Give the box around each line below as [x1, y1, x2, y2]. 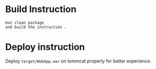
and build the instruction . [5, 24, 67, 30]
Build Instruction [5, 4, 77, 15]
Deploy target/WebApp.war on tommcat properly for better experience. [5, 58, 151, 64]
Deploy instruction [5, 41, 85, 53]
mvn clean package [5, 20, 44, 25]
